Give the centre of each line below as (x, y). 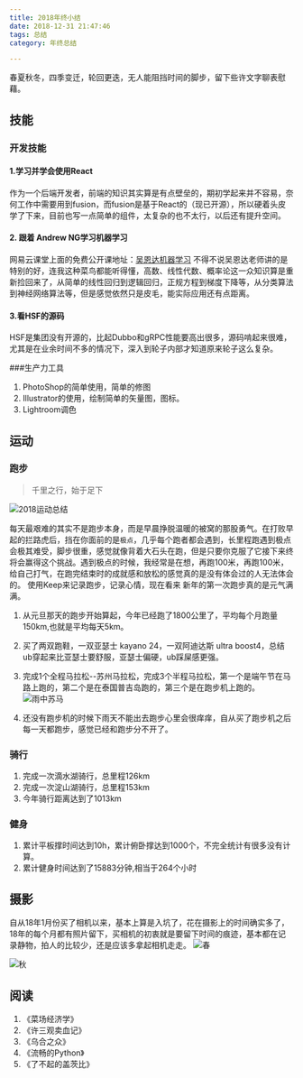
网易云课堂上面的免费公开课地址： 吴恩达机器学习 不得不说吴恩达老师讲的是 (149, 259)
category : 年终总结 (43, 43)
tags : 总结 (28, 34)
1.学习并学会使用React (51, 171)
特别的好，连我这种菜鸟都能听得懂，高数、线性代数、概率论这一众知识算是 (147, 271)
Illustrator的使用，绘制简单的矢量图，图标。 (103, 399)
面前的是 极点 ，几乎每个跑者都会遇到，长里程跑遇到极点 (189, 539)
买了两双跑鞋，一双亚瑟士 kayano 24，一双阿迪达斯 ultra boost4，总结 (154, 645)
